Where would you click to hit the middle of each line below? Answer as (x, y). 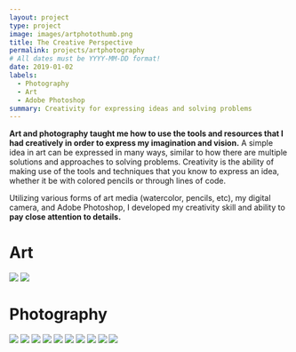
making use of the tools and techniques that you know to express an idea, (144, 172)
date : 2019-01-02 (41, 68)
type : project (36, 26)
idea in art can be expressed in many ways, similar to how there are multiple (148, 153)
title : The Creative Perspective (71, 42)
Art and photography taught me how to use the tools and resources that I (146, 133)
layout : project (39, 17)
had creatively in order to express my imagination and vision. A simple (141, 143)
